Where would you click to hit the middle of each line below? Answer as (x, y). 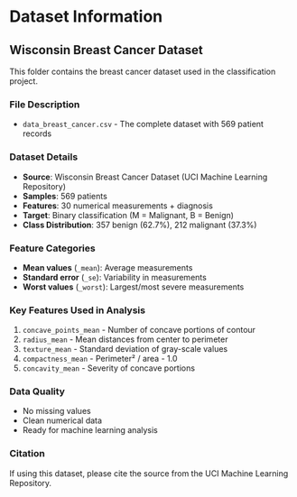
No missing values (57, 411)
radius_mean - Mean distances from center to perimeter (125, 339)
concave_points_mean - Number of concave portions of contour (139, 330)
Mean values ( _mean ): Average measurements (107, 267)
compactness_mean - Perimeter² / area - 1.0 (100, 359)
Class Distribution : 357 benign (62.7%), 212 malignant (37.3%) (139, 225)
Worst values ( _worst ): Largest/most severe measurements (133, 287)
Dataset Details (44, 157)
